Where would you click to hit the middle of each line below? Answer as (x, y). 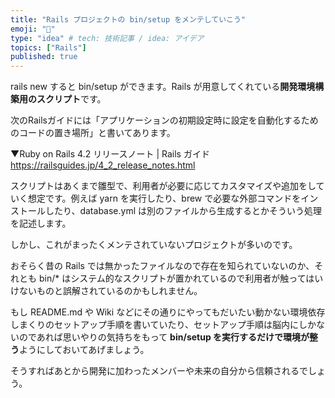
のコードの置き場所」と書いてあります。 (93, 133)
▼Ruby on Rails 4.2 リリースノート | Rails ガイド (110, 154)
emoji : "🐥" (33, 29)
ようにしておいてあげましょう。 (84, 350)
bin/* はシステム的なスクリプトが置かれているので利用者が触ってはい (181, 278)
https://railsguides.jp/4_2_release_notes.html (103, 165)
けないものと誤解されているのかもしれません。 (106, 291)
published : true (44, 57)
